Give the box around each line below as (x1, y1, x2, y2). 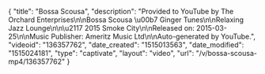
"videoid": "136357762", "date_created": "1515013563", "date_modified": (8, 40, 244, 50)
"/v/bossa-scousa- (195, 49, 257, 57)
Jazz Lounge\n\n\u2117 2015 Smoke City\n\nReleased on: (8, 24, 195, 32)
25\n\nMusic (8, 31, 50, 41)
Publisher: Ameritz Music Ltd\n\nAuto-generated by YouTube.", (51, 31, 256, 41)
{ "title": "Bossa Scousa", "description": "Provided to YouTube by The (8, 7, 234, 16)
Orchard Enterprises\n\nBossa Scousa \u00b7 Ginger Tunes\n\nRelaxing (8, 15, 244, 24)
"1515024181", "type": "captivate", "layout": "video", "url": (8, 49, 195, 57)
